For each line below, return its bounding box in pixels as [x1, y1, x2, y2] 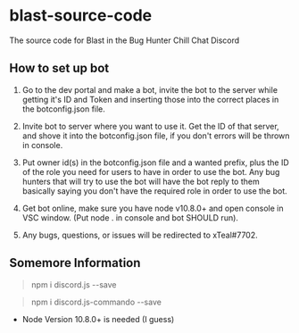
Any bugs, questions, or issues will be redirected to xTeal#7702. [21, 229, 258, 240]
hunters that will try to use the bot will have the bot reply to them [21, 176, 261, 187]
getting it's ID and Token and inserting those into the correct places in [21, 94, 279, 104]
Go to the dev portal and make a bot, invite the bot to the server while [21, 84, 278, 95]
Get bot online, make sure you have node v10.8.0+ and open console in [21, 203, 284, 213]
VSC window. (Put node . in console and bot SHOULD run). [21, 212, 239, 223]
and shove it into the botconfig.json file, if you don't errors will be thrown [21, 130, 290, 141]
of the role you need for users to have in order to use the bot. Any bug [21, 166, 280, 177]
